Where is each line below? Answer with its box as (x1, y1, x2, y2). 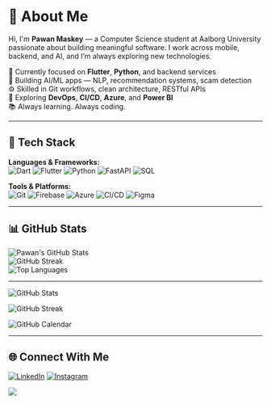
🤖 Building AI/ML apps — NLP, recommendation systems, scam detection (8, 75, 252, 85)
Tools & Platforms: (8, 181, 71, 191)
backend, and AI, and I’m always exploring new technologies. (8, 51, 212, 61)
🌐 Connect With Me (8, 350, 110, 364)
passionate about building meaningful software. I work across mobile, (8, 42, 240, 52)
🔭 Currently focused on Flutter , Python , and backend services (8, 66, 216, 76)
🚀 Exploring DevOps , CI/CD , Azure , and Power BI (8, 92, 173, 102)
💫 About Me (8, 7, 89, 26)
